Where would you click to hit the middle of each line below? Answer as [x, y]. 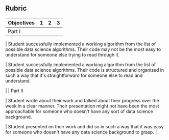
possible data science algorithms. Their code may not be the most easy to [83, 49]
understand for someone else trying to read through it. [63, 54]
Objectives [21, 22]
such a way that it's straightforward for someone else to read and [74, 75]
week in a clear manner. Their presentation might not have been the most [82, 106]
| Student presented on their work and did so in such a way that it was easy [84, 126]
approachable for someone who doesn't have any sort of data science [79, 111]
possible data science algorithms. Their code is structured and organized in [85, 70]
